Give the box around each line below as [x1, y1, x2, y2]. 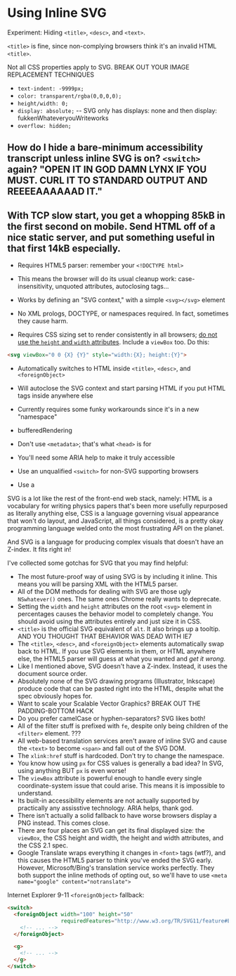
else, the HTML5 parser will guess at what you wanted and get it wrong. [17, 655, 226, 663]
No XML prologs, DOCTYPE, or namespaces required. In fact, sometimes [17, 309, 229, 318]
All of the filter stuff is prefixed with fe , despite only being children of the [17, 722, 228, 730]
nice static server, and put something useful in [7, 231, 216, 243]
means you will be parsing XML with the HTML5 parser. [17, 580, 178, 588]
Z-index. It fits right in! [7, 545, 72, 554]
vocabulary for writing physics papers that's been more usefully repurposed [7, 502, 228, 510]
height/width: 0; [17, 100, 69, 107]
